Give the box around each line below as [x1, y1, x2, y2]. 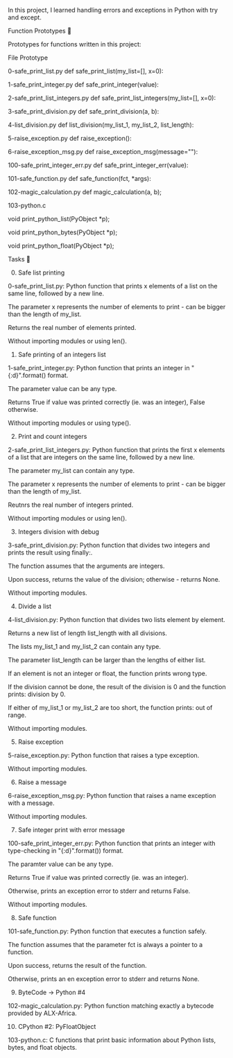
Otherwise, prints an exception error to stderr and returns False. [8, 887, 191, 895]
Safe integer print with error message [17, 826, 126, 834]
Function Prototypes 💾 [8, 27, 72, 35]
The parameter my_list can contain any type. [8, 467, 135, 474]
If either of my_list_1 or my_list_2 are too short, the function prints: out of [8, 704, 213, 711]
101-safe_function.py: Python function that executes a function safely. [8, 927, 207, 935]
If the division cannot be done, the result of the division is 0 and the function [8, 683, 226, 691]
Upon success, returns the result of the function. [8, 962, 148, 969]
